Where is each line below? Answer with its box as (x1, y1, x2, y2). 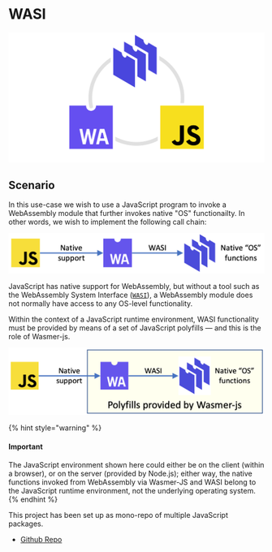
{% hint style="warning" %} (8, 423, 102, 433)
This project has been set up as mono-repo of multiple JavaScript (8, 510, 229, 520)
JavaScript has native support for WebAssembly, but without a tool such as (8, 281, 260, 291)
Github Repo (19, 534, 63, 544)
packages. (8, 519, 44, 528)
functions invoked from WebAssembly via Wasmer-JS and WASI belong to (8, 477, 257, 487)
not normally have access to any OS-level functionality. (8, 298, 193, 308)
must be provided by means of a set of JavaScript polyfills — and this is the (8, 322, 261, 333)
